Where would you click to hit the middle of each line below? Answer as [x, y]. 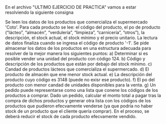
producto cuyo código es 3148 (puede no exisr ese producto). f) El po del [80, 80]
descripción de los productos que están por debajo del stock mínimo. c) [79, 64]
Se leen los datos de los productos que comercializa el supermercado [76, 22]
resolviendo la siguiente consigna [39, 12]
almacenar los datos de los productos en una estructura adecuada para [78, 48]
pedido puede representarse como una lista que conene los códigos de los [82, 90]
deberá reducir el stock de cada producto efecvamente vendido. [71, 116]
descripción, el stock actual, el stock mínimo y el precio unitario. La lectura [81, 38]
